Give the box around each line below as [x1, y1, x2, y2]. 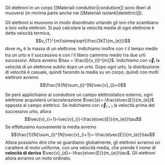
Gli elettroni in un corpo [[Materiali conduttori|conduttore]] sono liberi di [5, 5, 151, 10]
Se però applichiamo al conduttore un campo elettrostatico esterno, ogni [5, 92, 153, 98]
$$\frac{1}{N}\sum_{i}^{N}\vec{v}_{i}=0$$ [40, 82, 126, 88]
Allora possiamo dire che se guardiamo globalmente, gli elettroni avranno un [5, 139, 161, 146]
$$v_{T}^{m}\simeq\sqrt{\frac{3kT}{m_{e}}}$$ [35, 38, 131, 44]
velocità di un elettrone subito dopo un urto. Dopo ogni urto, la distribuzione [5, 63, 160, 69]
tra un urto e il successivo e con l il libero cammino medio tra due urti [5, 52, 146, 58]
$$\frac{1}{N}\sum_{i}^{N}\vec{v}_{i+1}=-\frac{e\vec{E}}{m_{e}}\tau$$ [11, 132, 155, 138]
